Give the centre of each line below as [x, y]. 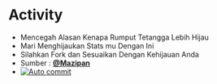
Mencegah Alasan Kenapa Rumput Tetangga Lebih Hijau [115, 37]
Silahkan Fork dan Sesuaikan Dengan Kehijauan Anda [109, 54]
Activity [36, 15]
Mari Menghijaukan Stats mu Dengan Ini [87, 45]
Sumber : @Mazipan [55, 63]
